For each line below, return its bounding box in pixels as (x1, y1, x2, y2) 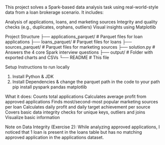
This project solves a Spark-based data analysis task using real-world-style (5, 4, 159, 10)
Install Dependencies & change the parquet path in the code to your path (12, 79, 160, 85)
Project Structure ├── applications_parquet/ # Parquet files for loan (5, 34, 143, 39)
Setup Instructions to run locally (5, 64, 70, 70)
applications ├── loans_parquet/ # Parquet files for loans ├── (5, 39, 132, 45)
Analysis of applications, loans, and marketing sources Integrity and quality (5, 19, 158, 25)
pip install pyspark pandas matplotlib (12, 84, 87, 90)
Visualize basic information (5, 115, 60, 120)
